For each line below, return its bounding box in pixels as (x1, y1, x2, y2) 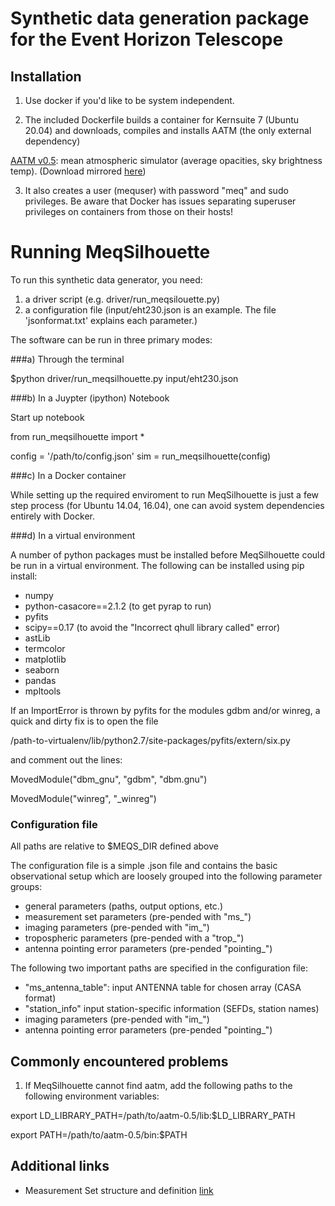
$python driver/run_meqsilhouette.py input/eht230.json (10, 372, 239, 384)
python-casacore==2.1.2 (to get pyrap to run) (24, 600, 212, 612)
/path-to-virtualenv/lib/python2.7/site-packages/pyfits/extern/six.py (10, 734, 291, 746)
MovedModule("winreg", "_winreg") (10, 792, 157, 804)
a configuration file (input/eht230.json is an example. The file (24, 303, 277, 316)
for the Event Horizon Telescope (10, 28, 284, 51)
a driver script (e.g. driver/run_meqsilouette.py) (24, 293, 221, 305)
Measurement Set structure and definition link (24, 1184, 214, 1196)
